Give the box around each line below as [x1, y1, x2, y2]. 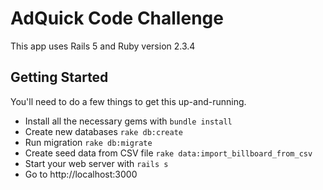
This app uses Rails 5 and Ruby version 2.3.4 [10, 40, 196, 52]
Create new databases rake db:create [24, 125, 183, 137]
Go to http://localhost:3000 [24, 168, 138, 180]
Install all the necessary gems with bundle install [24, 115, 233, 127]
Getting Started [10, 69, 109, 86]
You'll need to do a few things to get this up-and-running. [10, 95, 247, 107]
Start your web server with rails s [24, 157, 169, 169]
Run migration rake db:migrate [24, 136, 153, 148]
